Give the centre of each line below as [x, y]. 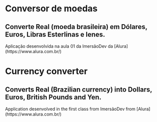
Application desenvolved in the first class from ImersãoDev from [70, 109]
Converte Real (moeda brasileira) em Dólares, [76, 27]
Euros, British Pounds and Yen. [53, 97]
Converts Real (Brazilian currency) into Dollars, [79, 89]
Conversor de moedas [51, 9]
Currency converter [46, 71]
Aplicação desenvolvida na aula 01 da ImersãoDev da [59, 46]
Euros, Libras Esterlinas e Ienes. [55, 34]
